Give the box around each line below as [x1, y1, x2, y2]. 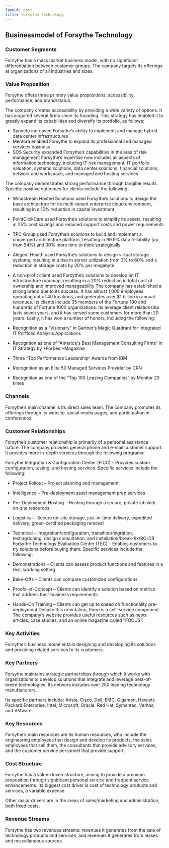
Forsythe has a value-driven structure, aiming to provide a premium [5, 772, 145, 778]
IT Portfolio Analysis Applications [12, 330, 81, 336]
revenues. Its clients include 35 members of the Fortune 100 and [12, 299, 146, 305]
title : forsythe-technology [5, 12, 64, 17]
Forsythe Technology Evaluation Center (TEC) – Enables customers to [12, 541, 157, 547]
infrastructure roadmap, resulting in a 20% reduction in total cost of [12, 278, 153, 284]
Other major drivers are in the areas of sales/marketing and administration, [5, 798, 160, 804]
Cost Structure [5, 760, 42, 767]
